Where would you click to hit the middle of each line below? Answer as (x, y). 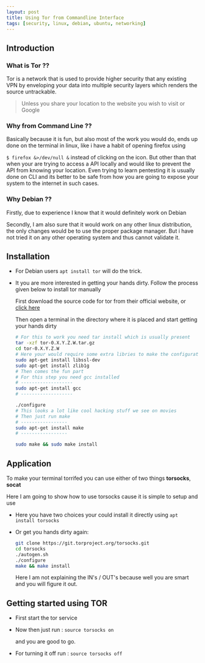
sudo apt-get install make (49, 428)
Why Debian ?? (29, 199)
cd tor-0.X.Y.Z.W (37, 349)
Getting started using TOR (57, 603)
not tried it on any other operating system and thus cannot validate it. (93, 237)
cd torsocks (30, 549)
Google (31, 110)
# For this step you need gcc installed (67, 377)
